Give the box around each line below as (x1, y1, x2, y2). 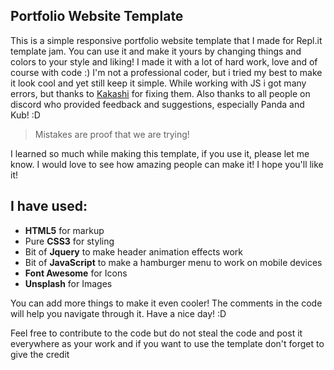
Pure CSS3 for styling (24, 235, 115, 247)
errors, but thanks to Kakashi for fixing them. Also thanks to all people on (10, 87, 311, 99)
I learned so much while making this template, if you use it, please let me (10, 147, 310, 159)
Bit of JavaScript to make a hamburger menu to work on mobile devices (24, 256, 323, 268)
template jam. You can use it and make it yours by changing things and (10, 45, 302, 57)
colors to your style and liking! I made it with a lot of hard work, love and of (10, 55, 318, 68)
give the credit (10, 348, 70, 360)
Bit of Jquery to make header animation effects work (24, 245, 243, 258)
